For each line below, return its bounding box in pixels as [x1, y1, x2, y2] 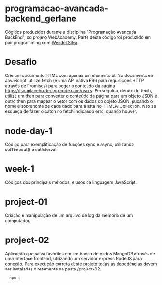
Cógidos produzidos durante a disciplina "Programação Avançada [5, 29, 137, 35]
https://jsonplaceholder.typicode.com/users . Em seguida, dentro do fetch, [5, 88, 152, 93]
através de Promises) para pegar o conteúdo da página [5, 83, 115, 89]
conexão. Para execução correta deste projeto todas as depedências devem [5, 261, 157, 267]
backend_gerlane [5, 13, 77, 24]
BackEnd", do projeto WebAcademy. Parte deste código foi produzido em [5, 34, 151, 40]
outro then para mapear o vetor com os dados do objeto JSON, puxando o [5, 98, 153, 104]
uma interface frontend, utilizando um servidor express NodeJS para [5, 255, 142, 261]
